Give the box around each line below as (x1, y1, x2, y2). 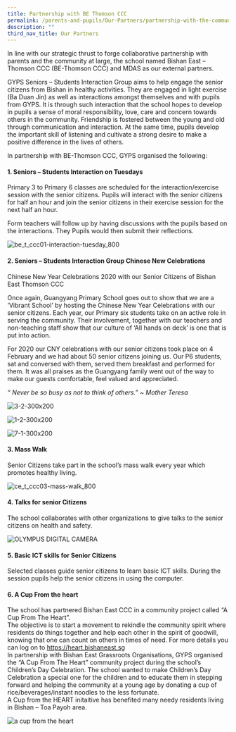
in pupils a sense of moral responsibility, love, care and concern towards (7, 108, 217, 116)
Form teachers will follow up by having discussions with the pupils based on (7, 219, 228, 228)
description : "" (7, 23, 55, 30)
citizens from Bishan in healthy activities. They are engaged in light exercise (7, 85, 227, 94)
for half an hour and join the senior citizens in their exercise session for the (7, 198, 223, 206)
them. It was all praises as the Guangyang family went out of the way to (7, 367, 214, 376)
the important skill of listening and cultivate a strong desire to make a (7, 130, 207, 139)
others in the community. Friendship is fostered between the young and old (7, 116, 225, 124)
